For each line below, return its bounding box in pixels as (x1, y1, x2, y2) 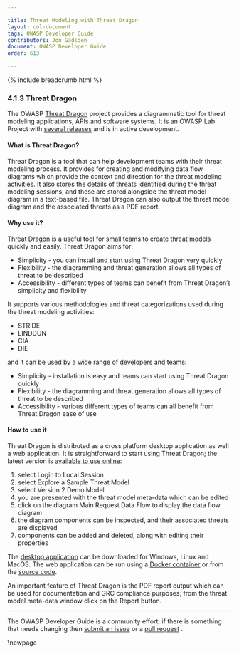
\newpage (7, 638, 38, 647)
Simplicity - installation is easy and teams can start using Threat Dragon (17, 371, 229, 380)
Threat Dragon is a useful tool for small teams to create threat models (7, 234, 211, 243)
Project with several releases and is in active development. (7, 125, 179, 133)
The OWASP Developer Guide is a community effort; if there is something (7, 617, 222, 626)
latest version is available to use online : (7, 457, 122, 465)
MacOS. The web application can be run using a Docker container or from (7, 560, 224, 569)
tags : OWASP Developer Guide (7, 30, 94, 37)
